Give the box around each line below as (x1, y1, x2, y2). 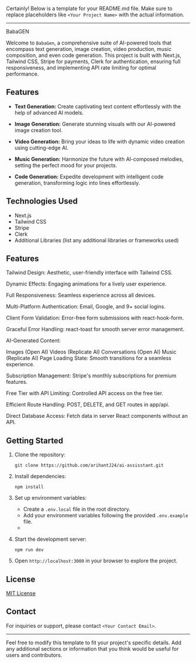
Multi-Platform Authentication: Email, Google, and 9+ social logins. (6, 303, 166, 310)
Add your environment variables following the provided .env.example (23, 512, 188, 519)
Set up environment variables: (14, 494, 87, 501)
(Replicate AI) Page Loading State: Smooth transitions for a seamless (6, 355, 171, 362)
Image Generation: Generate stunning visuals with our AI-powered (14, 120, 176, 128)
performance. (6, 70, 39, 77)
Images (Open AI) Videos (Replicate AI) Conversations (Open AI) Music (6, 348, 177, 356)
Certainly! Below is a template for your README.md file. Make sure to (6, 5, 173, 12)
